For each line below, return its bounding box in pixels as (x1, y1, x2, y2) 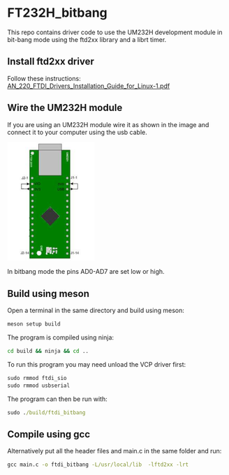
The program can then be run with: (7, 395, 108, 403)
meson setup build (7, 321, 61, 328)
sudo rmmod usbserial (7, 382, 71, 389)
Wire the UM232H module (7, 102, 123, 114)
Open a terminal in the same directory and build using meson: (7, 306, 185, 315)
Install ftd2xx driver (7, 56, 94, 68)
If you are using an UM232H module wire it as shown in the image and (7, 120, 209, 129)
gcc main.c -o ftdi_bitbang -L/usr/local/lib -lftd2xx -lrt (7, 461, 189, 469)
